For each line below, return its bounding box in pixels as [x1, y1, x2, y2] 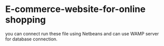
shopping [5, 14, 46, 25]
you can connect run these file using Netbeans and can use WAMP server [5, 30, 159, 36]
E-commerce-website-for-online [5, 3, 146, 15]
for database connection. [5, 36, 58, 42]
